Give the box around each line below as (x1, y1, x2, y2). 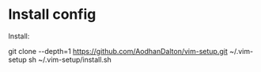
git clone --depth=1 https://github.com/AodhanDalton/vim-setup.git (8, 46, 228, 56)
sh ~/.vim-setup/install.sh (28, 55, 112, 64)
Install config (8, 5, 96, 23)
